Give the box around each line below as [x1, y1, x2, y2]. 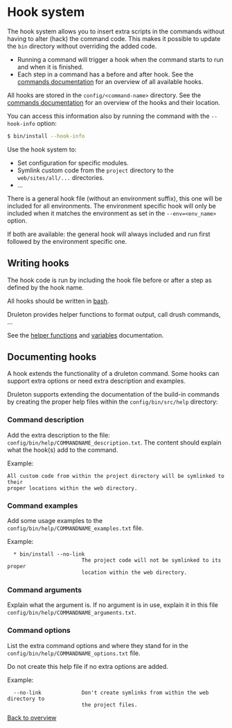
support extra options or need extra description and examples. [7, 377, 186, 386]
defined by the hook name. [7, 283, 84, 292]
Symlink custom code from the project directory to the [17, 166, 175, 174]
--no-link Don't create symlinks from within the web [13, 689, 209, 696]
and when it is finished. [17, 63, 84, 71]
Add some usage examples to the [7, 517, 102, 525]
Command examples [7, 501, 78, 511]
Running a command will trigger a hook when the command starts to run [17, 55, 224, 63]
